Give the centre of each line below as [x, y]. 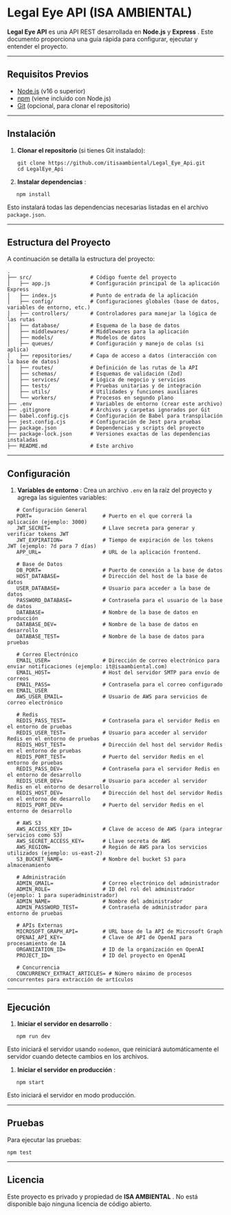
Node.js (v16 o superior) [51, 91]
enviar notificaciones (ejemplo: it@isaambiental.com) [87, 667]
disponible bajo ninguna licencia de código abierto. [79, 1204]
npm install [33, 194]
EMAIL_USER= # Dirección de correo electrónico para [118, 661]
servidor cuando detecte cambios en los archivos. [78, 1056]
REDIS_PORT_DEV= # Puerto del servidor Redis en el [110, 805]
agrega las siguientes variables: [62, 497]
